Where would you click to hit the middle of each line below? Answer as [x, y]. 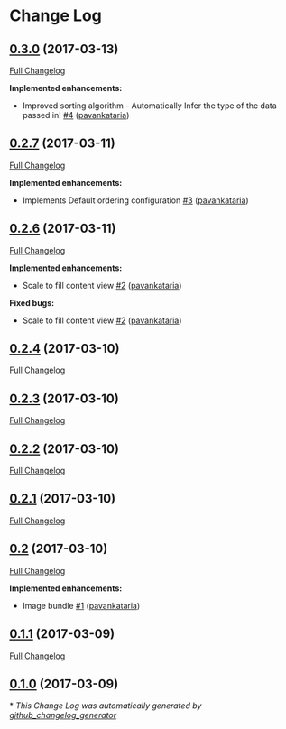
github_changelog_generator [63, 715]
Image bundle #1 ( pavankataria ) [81, 605]
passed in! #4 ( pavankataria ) [76, 115]
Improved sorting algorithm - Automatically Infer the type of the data [149, 106]
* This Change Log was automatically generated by [106, 706]
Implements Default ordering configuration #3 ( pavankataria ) [136, 200]
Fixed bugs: [32, 302]
